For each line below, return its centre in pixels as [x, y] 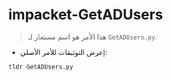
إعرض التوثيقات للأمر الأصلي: [63, 52]
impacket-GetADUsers [85, 15]
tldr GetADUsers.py [41, 67]
